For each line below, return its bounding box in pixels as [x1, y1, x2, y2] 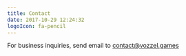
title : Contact [7, 10, 51, 17]
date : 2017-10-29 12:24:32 [7, 16, 85, 23]
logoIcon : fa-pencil [7, 23, 67, 29]
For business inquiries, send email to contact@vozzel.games [7, 42, 179, 50]
